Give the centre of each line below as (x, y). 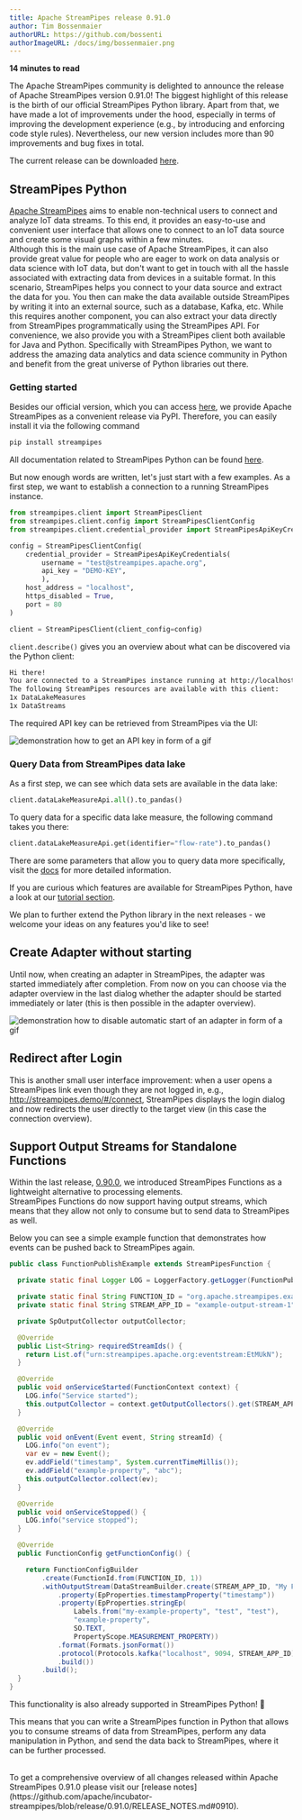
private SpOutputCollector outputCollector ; (102, 1321)
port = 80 (44, 605)
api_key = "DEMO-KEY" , (84, 571)
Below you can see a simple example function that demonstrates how (138, 1238)
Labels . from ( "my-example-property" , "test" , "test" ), (176, 1612)
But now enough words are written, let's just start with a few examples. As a (150, 478)
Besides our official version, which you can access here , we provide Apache (151, 407)
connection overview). (51, 1118)
